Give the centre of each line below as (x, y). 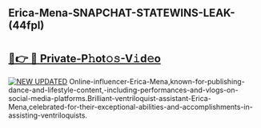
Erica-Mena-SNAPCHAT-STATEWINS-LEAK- (122, 13)
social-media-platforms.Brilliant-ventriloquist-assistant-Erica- (110, 98)
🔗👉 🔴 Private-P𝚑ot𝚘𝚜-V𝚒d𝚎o (85, 58)
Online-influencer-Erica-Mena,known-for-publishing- (157, 81)
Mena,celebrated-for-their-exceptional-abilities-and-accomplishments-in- (131, 107)
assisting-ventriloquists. (48, 115)
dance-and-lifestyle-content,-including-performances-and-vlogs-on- (123, 90)
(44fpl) (26, 26)
